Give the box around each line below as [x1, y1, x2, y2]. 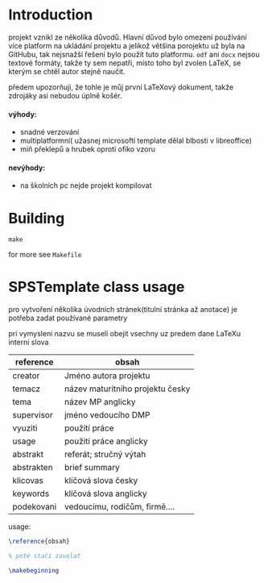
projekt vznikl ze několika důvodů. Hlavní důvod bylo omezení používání [8, 32, 247, 42]
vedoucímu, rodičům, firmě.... [64, 502, 175, 513]
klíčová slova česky [64, 475, 138, 486]
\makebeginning [8, 566, 60, 574]
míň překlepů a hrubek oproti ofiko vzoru [19, 144, 155, 154]
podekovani [12, 502, 57, 513]
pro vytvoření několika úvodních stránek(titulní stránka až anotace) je [8, 305, 237, 314]
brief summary [64, 462, 121, 473]
